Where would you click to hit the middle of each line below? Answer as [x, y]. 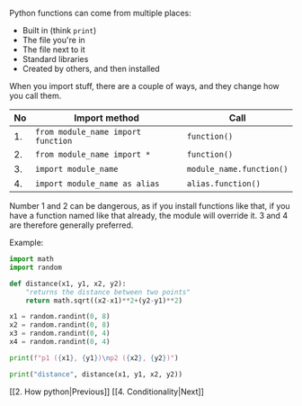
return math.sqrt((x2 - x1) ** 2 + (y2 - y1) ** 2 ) [104, 301]
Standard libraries [55, 59]
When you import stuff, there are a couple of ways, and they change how [145, 86]
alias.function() [223, 184]
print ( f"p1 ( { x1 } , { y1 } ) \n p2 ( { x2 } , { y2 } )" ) [94, 358]
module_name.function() [237, 169]
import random [36, 267]
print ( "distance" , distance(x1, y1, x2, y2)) [96, 374]
